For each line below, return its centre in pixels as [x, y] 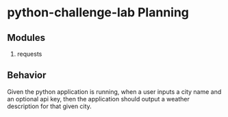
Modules [26, 38]
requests [29, 54]
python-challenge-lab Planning [98, 13]
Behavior [27, 75]
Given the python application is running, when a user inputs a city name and [114, 91]
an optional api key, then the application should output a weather [98, 99]
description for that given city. [50, 106]
